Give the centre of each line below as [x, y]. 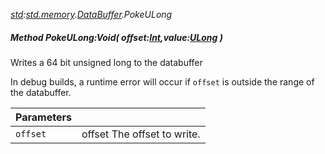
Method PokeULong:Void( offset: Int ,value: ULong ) [116, 37]
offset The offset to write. [141, 134]
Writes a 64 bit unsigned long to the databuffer [106, 62]
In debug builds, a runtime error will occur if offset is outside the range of [162, 81]
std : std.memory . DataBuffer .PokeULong [91, 14]
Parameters [43, 117]
